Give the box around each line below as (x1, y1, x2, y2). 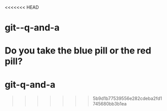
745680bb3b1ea (93, 101, 127, 107)
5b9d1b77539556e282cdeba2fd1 (93, 95, 162, 101)
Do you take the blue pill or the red (5, 45, 151, 57)
